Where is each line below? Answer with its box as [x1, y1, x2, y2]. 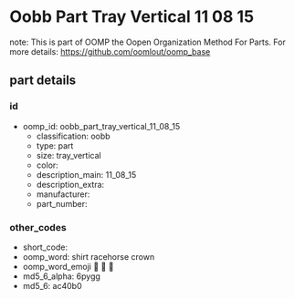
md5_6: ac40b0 [22, 280, 82, 291]
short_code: [22, 242, 68, 253]
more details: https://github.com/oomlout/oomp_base [9, 46, 211, 57]
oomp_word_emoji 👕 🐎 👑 [22, 261, 114, 272]
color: [36, 160, 59, 170]
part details [9, 73, 77, 88]
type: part [36, 139, 74, 151]
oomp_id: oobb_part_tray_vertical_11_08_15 [22, 120, 181, 131]
